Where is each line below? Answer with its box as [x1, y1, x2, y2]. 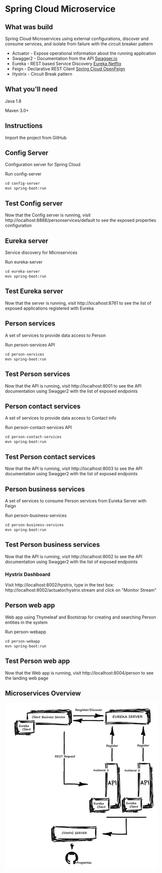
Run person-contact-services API [5, 425, 72, 430]
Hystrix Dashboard [5, 571, 51, 578]
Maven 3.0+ [5, 107, 29, 113]
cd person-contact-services [5, 435, 62, 440]
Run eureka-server [5, 259, 43, 265]
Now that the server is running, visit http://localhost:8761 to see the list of [5, 300, 152, 306]
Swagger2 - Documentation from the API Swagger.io [12, 56, 118, 61]
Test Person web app [5, 657, 70, 665]
